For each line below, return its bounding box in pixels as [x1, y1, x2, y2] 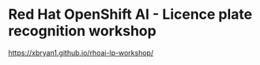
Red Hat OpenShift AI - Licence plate [8, 5, 253, 23]
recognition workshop [8, 22, 156, 40]
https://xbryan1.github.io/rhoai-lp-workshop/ [8, 48, 154, 57]
